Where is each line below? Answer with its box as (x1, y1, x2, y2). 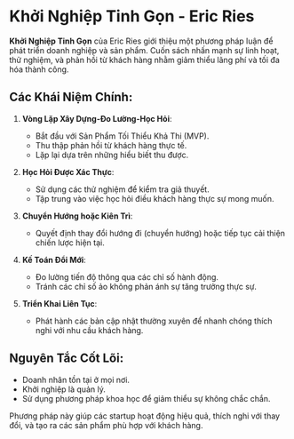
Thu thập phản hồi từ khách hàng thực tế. (35, 140, 187, 150)
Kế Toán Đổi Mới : (21, 254, 86, 265)
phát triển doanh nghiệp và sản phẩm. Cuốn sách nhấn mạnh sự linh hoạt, (9, 44, 280, 55)
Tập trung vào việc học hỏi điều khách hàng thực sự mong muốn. (35, 193, 274, 204)
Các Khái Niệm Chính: (9, 90, 133, 105)
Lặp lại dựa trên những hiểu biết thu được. (35, 149, 189, 160)
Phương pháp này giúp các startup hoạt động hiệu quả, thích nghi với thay (9, 411, 281, 421)
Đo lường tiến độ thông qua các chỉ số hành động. (35, 271, 219, 282)
